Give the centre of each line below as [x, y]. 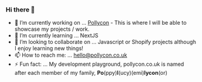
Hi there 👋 [21, 10]
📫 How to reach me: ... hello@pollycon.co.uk [71, 55]
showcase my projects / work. [52, 29]
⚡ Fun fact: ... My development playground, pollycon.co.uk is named [99, 64]
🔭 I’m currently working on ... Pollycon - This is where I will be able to [100, 23]
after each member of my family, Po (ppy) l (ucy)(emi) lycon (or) [91, 73]
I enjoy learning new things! [49, 48]
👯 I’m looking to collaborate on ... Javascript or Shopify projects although [105, 42]
